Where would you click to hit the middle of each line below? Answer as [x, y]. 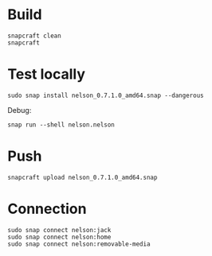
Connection [47, 209]
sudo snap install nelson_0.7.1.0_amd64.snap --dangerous [106, 95]
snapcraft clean [34, 36]
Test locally [46, 74]
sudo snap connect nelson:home [59, 237]
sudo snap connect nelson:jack [59, 230]
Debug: [20, 110]
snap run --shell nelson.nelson [61, 125]
